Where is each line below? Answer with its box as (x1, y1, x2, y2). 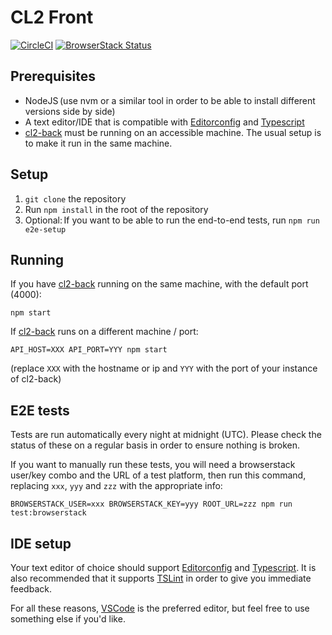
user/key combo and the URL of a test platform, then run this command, (10, 469, 307, 481)
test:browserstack (10, 508, 87, 518)
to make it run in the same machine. (24, 137, 173, 149)
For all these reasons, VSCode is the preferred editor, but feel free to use (10, 602, 310, 614)
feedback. (10, 583, 52, 595)
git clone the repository (24, 192, 127, 205)
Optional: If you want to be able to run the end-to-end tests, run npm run (24, 214, 320, 226)
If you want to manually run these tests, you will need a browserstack (10, 459, 296, 471)
